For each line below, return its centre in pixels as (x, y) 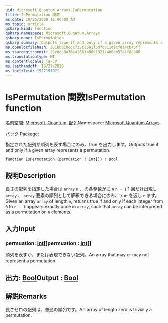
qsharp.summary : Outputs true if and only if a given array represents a (84, 43)
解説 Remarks (26, 297)
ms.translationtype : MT (30, 57)
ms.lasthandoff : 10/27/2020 (35, 66)
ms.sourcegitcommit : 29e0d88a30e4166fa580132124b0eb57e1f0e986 (73, 52)
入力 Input (20, 229)
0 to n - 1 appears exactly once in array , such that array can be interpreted (84, 206)
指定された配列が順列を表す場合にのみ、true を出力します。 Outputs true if (82, 144)
